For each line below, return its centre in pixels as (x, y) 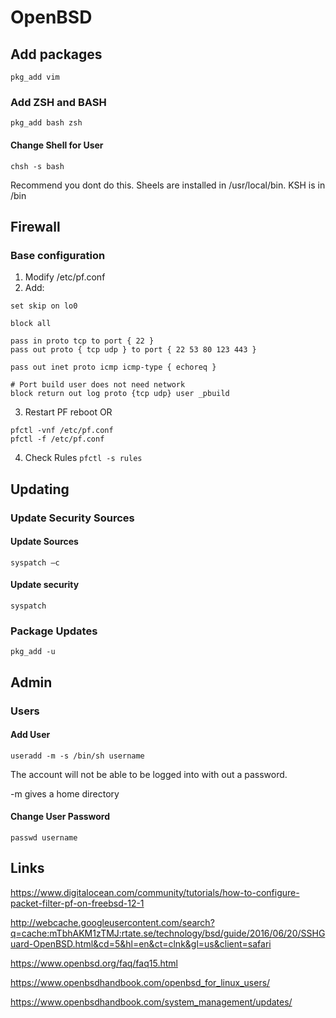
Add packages (56, 54)
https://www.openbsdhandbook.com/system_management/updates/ (151, 1002)
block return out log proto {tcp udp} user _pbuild (120, 394)
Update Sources (44, 542)
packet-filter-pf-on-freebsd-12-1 (77, 903)
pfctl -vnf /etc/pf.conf (62, 431)
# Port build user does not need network (98, 385)
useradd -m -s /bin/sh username (77, 756)
